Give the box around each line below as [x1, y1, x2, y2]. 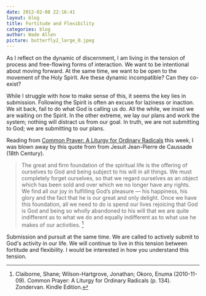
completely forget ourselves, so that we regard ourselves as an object [21, 175, 198, 181]
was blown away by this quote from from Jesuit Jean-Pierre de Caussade [6, 143, 193, 150]
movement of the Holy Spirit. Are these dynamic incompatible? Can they [6, 74, 189, 81]
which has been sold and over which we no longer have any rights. [21, 181, 191, 188]
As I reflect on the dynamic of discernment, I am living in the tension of [6, 55, 185, 61]
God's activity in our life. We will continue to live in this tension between [6, 240, 188, 247]
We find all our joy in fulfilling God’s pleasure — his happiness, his [21, 188, 188, 195]
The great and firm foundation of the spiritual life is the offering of [21, 162, 188, 169]
